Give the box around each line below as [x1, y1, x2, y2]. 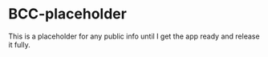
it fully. [8, 39, 30, 49]
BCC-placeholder [8, 5, 127, 23]
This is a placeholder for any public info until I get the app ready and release [8, 31, 260, 41]
